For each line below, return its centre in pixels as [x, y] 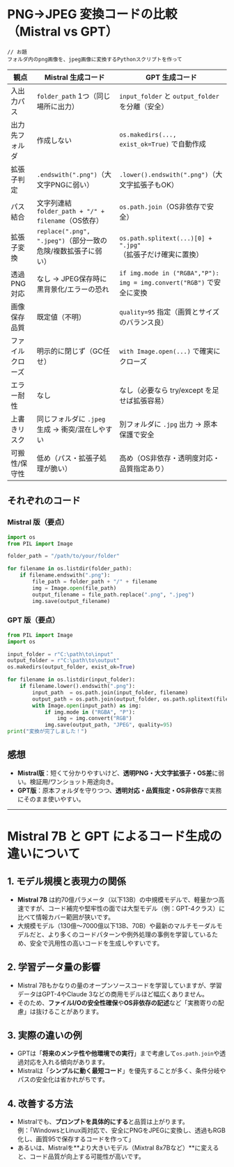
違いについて [44, 854]
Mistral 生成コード [75, 77]
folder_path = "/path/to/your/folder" [63, 556]
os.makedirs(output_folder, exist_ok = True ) [71, 667]
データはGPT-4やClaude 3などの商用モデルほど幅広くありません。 [113, 994]
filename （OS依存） [70, 220]
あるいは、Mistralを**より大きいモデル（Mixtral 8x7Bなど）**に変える [118, 1148]
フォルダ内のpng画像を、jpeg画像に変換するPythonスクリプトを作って [95, 59]
